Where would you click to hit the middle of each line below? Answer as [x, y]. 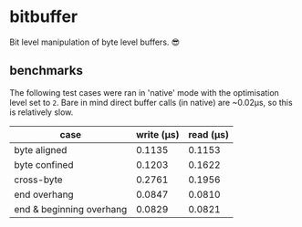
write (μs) [157, 134]
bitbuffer [44, 17]
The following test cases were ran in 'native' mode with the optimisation [145, 92]
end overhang [44, 194]
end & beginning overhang [71, 209]
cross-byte [38, 180]
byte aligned [41, 150]
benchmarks [47, 71]
